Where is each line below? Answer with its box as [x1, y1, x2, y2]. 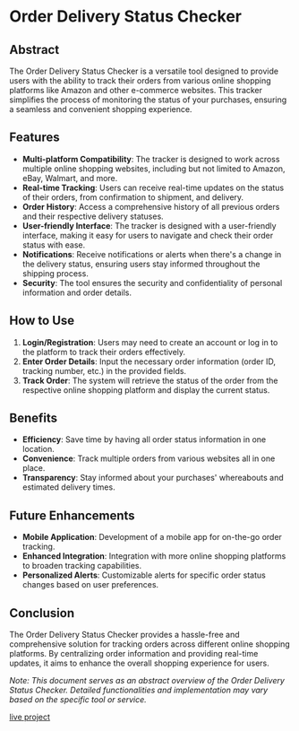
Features [9, 130, 60, 145]
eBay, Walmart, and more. [21, 172, 118, 183]
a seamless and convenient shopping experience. [9, 104, 192, 114]
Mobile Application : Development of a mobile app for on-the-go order [21, 532, 282, 543]
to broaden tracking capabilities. [21, 561, 141, 571]
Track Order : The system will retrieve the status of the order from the [21, 375, 278, 386]
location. [21, 444, 56, 455]
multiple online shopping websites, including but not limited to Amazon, [21, 163, 286, 174]
